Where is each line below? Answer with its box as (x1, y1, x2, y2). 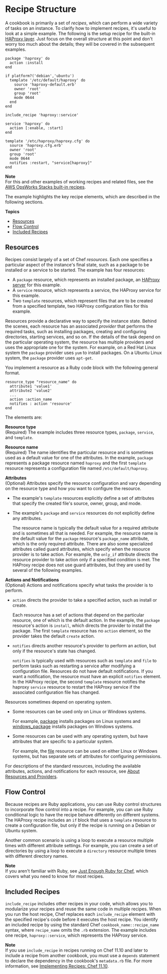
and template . (5, 434, 33, 441)
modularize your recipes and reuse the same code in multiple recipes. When (5, 906, 162, 912)
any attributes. (12, 515, 42, 521)
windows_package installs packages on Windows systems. (12, 723, 134, 729)
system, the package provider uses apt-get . (5, 354, 93, 361)
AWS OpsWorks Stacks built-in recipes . (5, 184, 86, 190)
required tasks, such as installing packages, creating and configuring (5, 328, 147, 334)
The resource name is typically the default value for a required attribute (12, 525, 159, 531)
